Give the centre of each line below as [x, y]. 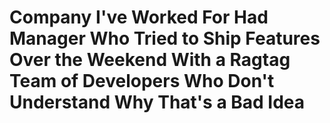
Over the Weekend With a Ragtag [150, 60]
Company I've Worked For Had [139, 17]
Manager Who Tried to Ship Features [165, 38]
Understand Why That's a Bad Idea [157, 102]
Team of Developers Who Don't [142, 81]
